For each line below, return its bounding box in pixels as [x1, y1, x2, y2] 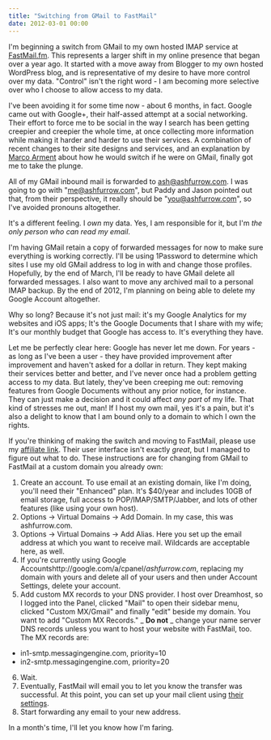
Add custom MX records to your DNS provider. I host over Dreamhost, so [19, 589, 264, 599]
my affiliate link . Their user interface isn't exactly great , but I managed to [8, 444, 251, 454]
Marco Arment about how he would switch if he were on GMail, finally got [8, 152, 253, 162]
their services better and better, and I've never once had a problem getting [8, 368, 257, 378]
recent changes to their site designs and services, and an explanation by [8, 143, 251, 153]
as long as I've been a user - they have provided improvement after [8, 351, 233, 361]
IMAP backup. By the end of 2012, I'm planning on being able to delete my [8, 285, 256, 295]
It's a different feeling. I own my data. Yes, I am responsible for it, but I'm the [8, 218, 263, 228]
